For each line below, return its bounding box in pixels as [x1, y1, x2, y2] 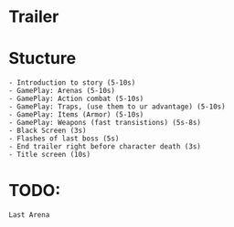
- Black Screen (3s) [8, 126, 88, 136]
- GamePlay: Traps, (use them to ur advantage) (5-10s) [8, 102, 226, 111]
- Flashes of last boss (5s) [8, 134, 120, 143]
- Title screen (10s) [8, 150, 91, 160]
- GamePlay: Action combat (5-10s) [8, 94, 144, 104]
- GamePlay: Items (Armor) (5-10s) [8, 110, 144, 119]
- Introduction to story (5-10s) [8, 78, 136, 88]
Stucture [8, 48, 77, 69]
